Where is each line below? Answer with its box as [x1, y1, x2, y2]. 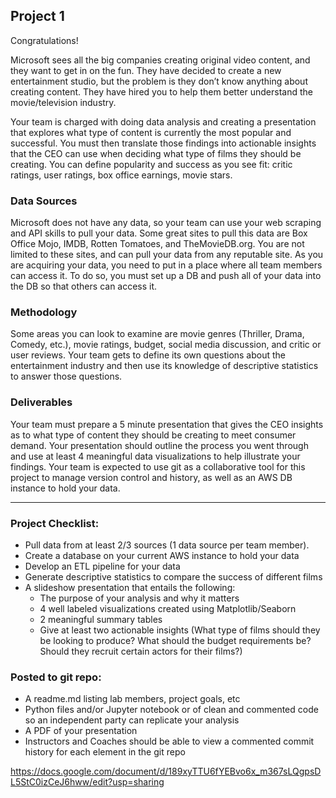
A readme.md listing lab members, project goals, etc [24, 693, 241, 705]
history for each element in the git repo [24, 746, 186, 758]
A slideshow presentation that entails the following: [24, 582, 236, 593]
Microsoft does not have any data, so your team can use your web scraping [10, 217, 322, 229]
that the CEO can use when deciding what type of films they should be [10, 147, 302, 159]
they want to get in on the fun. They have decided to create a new [10, 64, 282, 76]
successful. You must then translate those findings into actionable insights [10, 137, 317, 149]
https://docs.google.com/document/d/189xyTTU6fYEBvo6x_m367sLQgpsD [10, 765, 322, 778]
